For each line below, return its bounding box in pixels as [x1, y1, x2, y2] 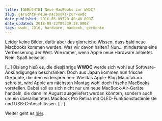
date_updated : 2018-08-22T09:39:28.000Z [5, 21, 89, 26]
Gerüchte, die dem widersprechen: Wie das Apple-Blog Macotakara [5, 75, 142, 81]
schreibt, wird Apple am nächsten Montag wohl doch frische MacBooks [5, 80, 150, 86]
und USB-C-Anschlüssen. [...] [5, 101, 65, 107]
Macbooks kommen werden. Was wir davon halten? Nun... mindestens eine [5, 44, 157, 50]
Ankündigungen [5, 69, 38, 75]
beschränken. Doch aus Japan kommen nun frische [38, 69, 143, 75]
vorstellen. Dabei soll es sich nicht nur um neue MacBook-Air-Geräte [5, 85, 144, 91]
